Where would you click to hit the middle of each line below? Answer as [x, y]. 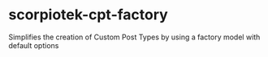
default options [34, 45]
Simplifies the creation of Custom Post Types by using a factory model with [134, 37]
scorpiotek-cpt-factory [88, 15]
